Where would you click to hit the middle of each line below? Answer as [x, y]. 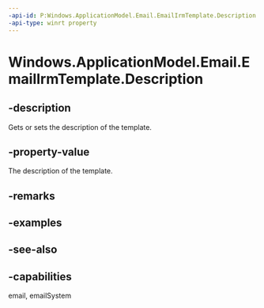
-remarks [32, 196]
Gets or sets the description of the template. [80, 127]
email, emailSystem [40, 296]
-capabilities [40, 277]
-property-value [49, 152]
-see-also [33, 250]
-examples [35, 223]
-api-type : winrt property [53, 23]
